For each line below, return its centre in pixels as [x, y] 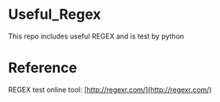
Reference [42, 68]
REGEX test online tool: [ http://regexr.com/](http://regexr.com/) [110, 89]
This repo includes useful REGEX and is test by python [96, 36]
